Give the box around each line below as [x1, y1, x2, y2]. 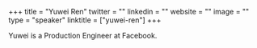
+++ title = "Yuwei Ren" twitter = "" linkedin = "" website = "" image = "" [8, 7, 250, 16]
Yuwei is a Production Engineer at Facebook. [8, 31, 158, 40]
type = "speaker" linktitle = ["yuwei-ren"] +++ [8, 15, 162, 25]
